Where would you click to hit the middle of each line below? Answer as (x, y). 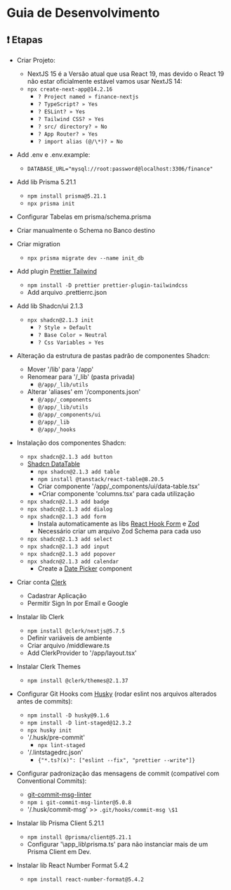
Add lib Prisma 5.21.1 (46, 182)
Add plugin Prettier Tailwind (57, 271)
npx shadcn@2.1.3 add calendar (73, 561)
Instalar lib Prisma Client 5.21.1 (60, 823)
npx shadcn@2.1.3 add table (79, 472)
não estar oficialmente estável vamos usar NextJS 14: (105, 81)
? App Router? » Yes (68, 134)
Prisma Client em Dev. (59, 852)
